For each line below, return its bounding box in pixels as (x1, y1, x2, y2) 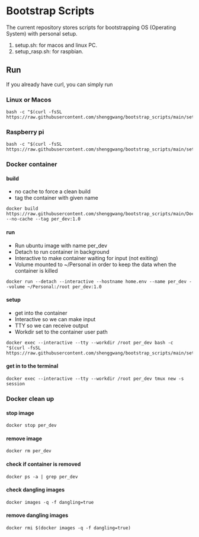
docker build (6, 206, 38, 212)
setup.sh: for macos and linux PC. (14, 41, 98, 49)
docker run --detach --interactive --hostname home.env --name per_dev (6, 279, 187, 285)
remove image (6, 434, 43, 442)
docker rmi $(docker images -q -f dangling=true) (6, 525, 131, 531)
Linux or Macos (6, 95, 52, 104)
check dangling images (6, 486, 65, 493)
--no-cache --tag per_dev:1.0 (6, 216, 81, 222)
